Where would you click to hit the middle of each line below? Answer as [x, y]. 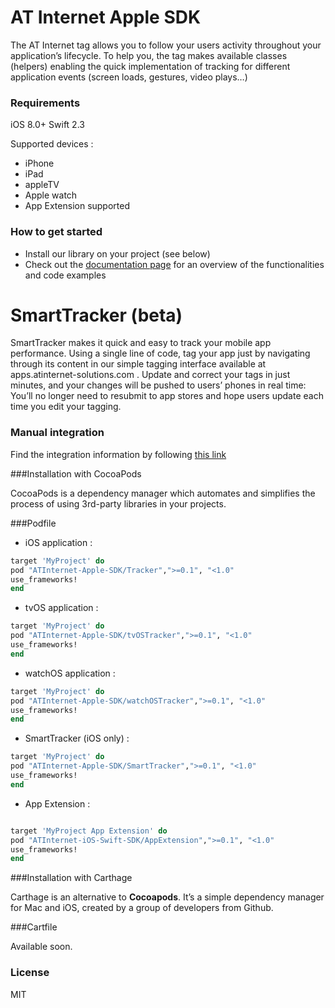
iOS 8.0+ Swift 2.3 [47, 125]
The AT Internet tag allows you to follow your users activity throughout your [166, 45]
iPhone [39, 163]
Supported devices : [52, 144]
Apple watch [51, 195]
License [30, 973]
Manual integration [57, 433]
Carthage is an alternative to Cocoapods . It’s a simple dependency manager [167, 897]
